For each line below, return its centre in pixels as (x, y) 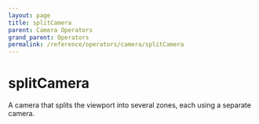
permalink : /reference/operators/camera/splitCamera (96, 45)
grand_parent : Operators (49, 37)
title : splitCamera (40, 23)
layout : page (29, 15)
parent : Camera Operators (50, 30)
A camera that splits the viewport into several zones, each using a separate (129, 105)
